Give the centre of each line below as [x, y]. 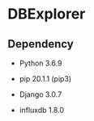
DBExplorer [47, 14]
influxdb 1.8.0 [41, 110]
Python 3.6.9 [41, 63]
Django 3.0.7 [41, 94]
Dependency [41, 44]
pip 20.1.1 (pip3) [45, 79]
